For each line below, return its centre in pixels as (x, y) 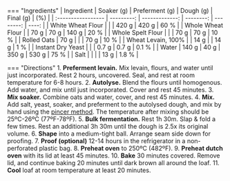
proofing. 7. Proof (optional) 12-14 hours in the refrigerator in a (96, 141)
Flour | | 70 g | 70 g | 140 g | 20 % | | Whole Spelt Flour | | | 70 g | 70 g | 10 (113, 32)
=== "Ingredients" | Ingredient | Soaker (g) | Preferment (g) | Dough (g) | (110, 11)
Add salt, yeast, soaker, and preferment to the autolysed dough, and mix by (114, 104)
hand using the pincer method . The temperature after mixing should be (108, 111)
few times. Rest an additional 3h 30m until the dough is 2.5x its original (108, 126)
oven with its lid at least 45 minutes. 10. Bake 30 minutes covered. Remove (114, 156)
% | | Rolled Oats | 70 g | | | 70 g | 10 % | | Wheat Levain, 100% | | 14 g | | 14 (114, 40)
